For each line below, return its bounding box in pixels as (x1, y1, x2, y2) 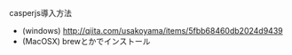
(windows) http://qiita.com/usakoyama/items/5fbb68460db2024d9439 (21, 26, 283, 35)
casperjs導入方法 (9, 8, 73, 18)
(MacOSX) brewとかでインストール (21, 36, 151, 46)
